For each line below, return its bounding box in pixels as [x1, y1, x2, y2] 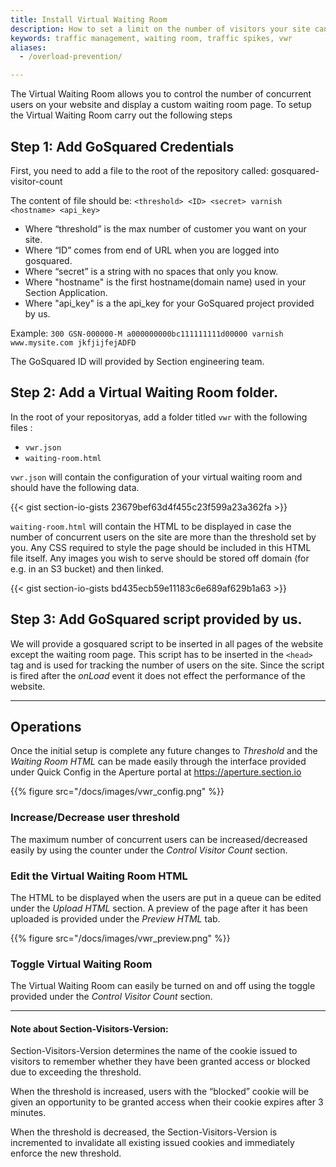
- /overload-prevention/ [19, 52, 123, 62]
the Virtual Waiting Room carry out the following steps [10, 109, 233, 121]
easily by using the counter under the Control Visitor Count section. [10, 844, 288, 856]
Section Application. [24, 286, 108, 298]
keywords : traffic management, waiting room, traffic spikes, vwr [10, 33, 293, 43]
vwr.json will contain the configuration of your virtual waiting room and [10, 471, 303, 483]
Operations [10, 718, 82, 735]
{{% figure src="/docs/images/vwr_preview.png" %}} [10, 932, 231, 944]
